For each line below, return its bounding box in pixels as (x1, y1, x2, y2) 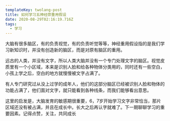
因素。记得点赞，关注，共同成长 (9, 110, 76, 116)
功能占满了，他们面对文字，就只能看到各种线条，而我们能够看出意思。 (5, 87, 152, 93)
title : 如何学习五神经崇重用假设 (5, 12, 67, 17)
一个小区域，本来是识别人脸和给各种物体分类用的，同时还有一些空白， (18, 64, 165, 70)
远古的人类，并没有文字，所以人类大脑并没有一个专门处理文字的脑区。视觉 (5, 57, 160, 64)
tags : (5, 21, 17, 27)
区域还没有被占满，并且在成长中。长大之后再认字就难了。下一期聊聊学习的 (5, 104, 160, 110)
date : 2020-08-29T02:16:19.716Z (5, 17, 73, 22)
